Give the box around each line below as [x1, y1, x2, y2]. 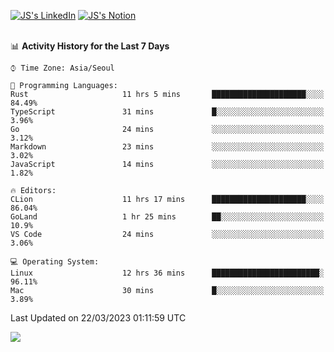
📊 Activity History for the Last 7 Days [10, 40, 170, 52]
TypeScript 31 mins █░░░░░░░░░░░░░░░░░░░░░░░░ [10, 107, 325, 117]
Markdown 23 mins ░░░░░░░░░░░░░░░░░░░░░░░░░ [10, 142, 325, 152]
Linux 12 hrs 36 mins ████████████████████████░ [10, 268, 325, 278]
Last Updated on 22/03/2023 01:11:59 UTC [10, 312, 187, 324]
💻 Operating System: [10, 257, 100, 267]
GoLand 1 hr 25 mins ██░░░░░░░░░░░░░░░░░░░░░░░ [10, 212, 325, 222]
